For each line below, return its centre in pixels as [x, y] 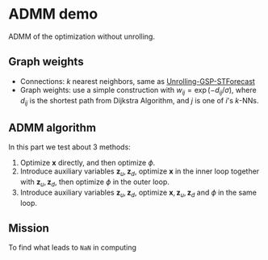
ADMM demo [53, 14]
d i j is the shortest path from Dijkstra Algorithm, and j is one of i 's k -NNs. [140, 101]
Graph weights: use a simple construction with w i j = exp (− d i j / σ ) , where [138, 91]
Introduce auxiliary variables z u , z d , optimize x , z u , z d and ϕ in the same [138, 193]
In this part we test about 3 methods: [69, 147]
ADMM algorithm [52, 127]
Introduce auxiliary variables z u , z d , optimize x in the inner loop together [140, 172]
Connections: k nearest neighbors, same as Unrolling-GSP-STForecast [138, 81]
